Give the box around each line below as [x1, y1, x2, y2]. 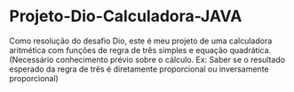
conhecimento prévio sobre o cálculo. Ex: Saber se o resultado [55, 54, 286, 65]
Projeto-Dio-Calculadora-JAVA [9, 6, 242, 27]
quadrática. [229, 44, 272, 55]
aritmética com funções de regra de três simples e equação [9, 44, 228, 55]
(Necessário [9, 54, 54, 65]
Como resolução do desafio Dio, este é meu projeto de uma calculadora [9, 35, 273, 46]
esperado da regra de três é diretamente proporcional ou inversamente [9, 64, 269, 74]
